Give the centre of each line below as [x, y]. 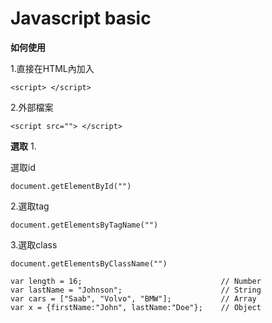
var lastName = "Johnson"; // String [136, 290]
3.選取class [34, 244]
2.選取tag [30, 206]
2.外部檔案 [32, 107]
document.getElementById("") [71, 186]
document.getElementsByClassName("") [89, 263]
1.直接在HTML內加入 [52, 68]
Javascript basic [81, 18]
